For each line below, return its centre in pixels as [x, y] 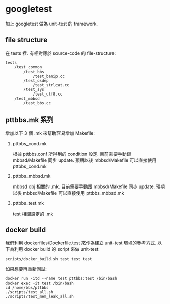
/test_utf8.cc [47, 94]
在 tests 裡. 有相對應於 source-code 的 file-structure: [61, 53]
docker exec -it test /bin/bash [39, 283]
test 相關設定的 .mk [33, 214]
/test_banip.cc [49, 76]
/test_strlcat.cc [51, 85]
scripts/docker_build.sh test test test [49, 259]
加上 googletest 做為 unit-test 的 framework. [52, 24]
